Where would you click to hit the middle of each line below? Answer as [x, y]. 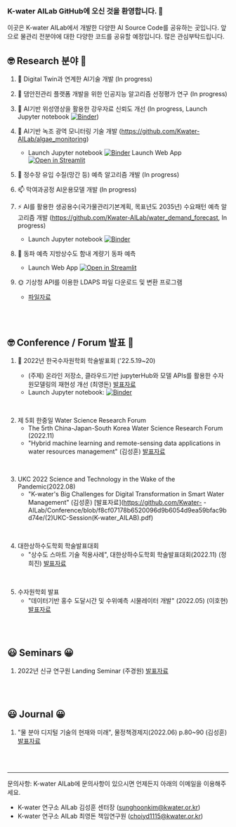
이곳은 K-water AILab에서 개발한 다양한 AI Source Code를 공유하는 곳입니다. [113, 28]
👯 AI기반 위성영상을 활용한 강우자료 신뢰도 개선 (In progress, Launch [112, 109]
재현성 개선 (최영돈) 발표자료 [97, 384]
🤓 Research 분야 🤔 [47, 61]
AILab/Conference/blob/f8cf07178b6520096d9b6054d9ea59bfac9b [127, 510]
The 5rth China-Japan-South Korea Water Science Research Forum [125, 428]
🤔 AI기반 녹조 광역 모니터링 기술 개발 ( [69, 131]
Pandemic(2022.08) [46, 487]
